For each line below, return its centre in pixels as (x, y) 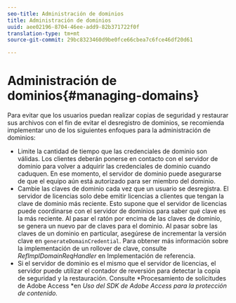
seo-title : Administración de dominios (66, 14)
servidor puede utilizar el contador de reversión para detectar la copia (119, 271)
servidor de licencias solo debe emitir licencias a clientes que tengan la (121, 196)
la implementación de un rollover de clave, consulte (92, 249)
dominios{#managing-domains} (103, 96)
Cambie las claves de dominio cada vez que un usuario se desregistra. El (123, 189)
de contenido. (38, 293)
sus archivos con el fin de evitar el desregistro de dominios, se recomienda (116, 123)
